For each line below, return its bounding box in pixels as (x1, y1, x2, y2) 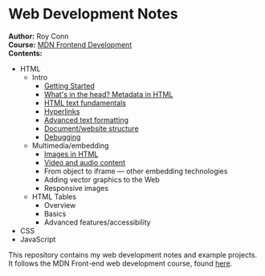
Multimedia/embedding (31, 140, 109, 150)
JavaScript (19, 234, 56, 244)
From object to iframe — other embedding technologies (43, 166, 228, 176)
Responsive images (43, 183, 109, 193)
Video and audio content (43, 157, 126, 167)
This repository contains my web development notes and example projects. (8, 250, 258, 259)
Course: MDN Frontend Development (8, 39, 132, 49)
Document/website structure (43, 124, 139, 133)
